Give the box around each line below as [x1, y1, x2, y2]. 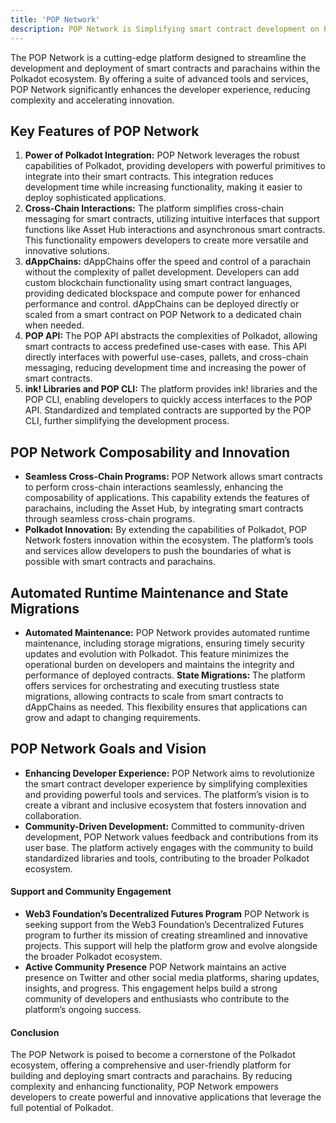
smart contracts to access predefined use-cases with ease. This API [24, 341, 307, 353]
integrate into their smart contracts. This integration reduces [24, 171, 274, 183]
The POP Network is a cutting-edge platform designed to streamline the [10, 51, 307, 63]
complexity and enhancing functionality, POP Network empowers [10, 1081, 279, 1093]
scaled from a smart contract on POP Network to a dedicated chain [24, 309, 302, 321]
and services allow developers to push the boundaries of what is [24, 545, 292, 557]
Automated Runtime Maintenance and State [10, 584, 289, 601]
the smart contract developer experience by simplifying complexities [24, 777, 308, 790]
